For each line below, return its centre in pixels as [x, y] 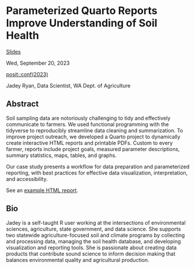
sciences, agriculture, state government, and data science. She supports [93, 229]
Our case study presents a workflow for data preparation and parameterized [98, 166]
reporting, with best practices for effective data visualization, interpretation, [97, 173]
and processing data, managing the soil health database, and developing [93, 241]
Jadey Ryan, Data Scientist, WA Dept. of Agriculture [68, 85]
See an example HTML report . [42, 190]
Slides [13, 51]
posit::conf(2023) [27, 74]
